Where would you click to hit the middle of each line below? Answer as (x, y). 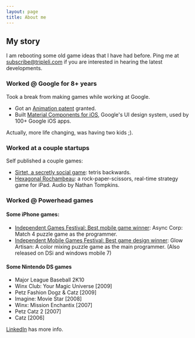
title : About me (26, 17)
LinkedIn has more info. (35, 329)
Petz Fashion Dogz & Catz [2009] (55, 293)
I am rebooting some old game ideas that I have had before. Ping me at (93, 56)
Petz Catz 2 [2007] (38, 312)
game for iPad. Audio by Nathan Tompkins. (67, 184)
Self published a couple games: (45, 161)
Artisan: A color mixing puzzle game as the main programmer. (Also (97, 247)
